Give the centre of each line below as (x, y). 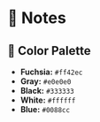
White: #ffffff (48, 100)
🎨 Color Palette (49, 51)
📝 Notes (37, 18)
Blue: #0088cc (45, 109)
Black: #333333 (47, 91)
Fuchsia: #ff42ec (51, 72)
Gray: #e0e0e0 (46, 81)
